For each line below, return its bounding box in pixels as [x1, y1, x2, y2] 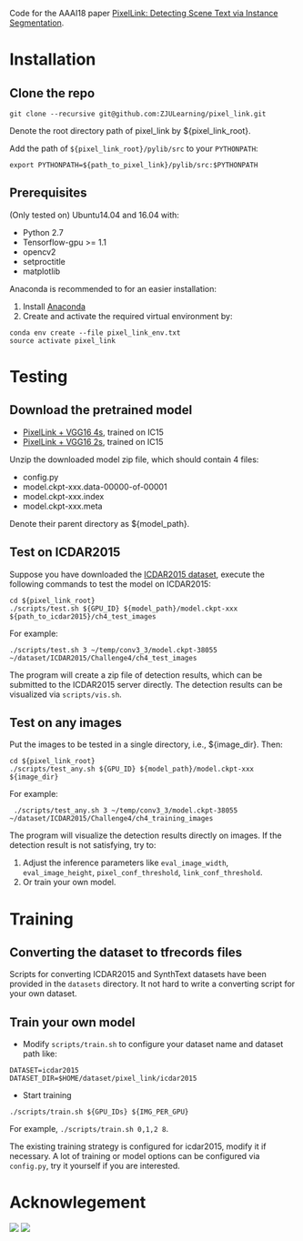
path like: [22, 1048, 57, 1059]
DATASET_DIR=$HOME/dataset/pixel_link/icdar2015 [9, 1074, 197, 1084]
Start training [22, 1090, 72, 1101]
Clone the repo [9, 86, 96, 101]
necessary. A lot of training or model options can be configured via [9, 1151, 260, 1162]
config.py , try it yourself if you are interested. [9, 1160, 180, 1172]
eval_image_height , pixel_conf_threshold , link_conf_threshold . [22, 867, 263, 878]
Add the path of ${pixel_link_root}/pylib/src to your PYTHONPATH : [9, 143, 258, 154]
